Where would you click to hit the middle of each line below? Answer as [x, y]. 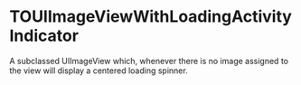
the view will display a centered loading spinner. [99, 71]
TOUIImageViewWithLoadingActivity [150, 17]
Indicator [44, 36]
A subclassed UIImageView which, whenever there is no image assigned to [149, 61]
